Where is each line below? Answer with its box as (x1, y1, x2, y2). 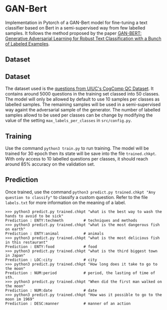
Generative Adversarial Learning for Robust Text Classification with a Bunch (5, 35, 161, 41)
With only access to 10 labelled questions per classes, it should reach (5, 155, 148, 161)
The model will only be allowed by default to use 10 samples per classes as (5, 96, 160, 102)
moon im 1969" (5, 296, 35, 301)
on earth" (5, 226, 26, 231)
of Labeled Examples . (5, 40, 50, 46)
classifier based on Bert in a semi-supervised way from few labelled (5, 24, 145, 30)
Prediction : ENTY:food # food (5, 244, 97, 249)
